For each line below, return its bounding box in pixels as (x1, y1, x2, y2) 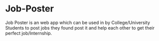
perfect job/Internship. (5, 30, 52, 36)
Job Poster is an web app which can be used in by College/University (5, 19, 150, 25)
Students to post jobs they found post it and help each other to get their (5, 24, 155, 30)
